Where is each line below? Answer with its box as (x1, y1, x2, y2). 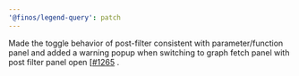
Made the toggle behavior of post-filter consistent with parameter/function (8, 38, 284, 48)
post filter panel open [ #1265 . (8, 56, 120, 67)
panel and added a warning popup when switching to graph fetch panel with (8, 46, 290, 58)
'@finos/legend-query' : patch (8, 13, 122, 22)
